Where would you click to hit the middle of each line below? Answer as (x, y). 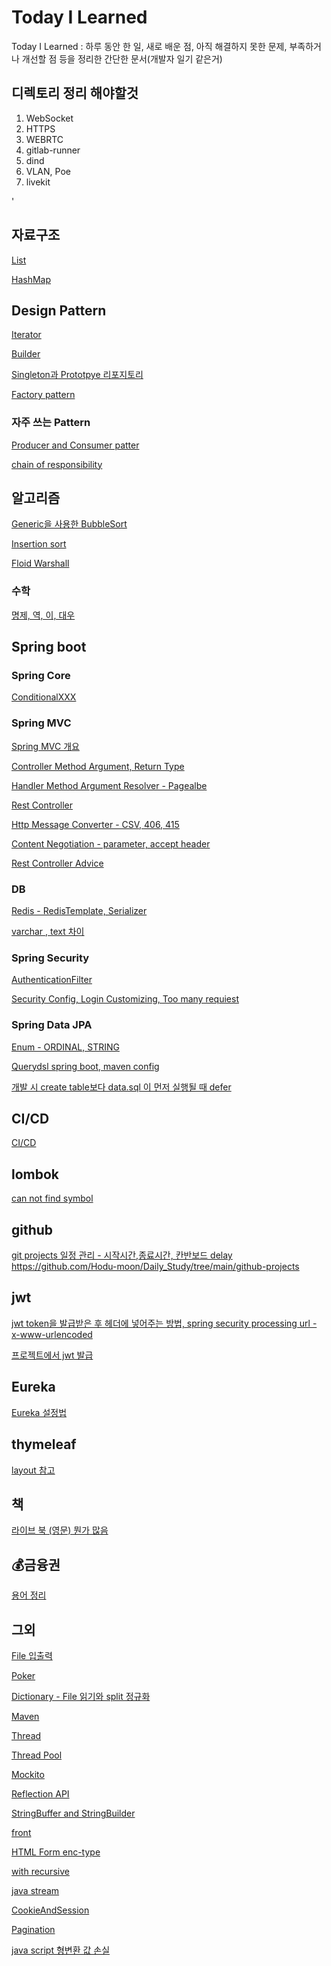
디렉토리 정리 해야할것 (75, 93)
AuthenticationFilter (52, 980)
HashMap (31, 279)
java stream (35, 1890)
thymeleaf (44, 1444)
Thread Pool (37, 1755)
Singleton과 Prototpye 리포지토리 (77, 375)
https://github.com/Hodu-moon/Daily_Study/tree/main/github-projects (155, 1267)
